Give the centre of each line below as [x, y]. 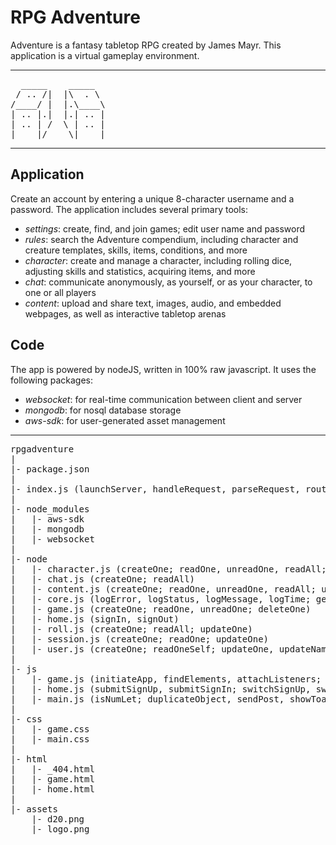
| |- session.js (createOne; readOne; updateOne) [140, 639]
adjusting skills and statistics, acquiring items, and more [140, 271]
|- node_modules [50, 509]
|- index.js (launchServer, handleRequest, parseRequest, [155, 489]
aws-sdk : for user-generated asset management [125, 420]
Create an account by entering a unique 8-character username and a [152, 198]
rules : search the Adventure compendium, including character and [161, 239]
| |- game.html [52, 779]
